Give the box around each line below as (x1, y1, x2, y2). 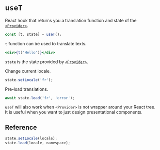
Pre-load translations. (5, 86, 48, 92)
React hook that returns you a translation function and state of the (5, 17, 137, 23)
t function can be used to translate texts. (5, 41, 87, 46)
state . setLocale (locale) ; (5, 136, 57, 141)
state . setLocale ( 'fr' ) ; (5, 77, 53, 82)
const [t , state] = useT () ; (5, 32, 62, 37)
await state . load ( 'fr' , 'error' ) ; (5, 95, 75, 100)
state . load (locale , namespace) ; (5, 141, 70, 146)
